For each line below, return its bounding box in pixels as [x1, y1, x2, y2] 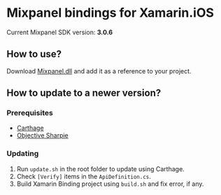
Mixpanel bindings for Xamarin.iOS [6, 5, 215, 21]
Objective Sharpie [16, 131, 69, 140]
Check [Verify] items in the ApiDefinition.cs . [16, 172, 152, 180]
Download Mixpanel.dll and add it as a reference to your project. [6, 66, 192, 75]
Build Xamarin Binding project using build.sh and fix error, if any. [16, 180, 204, 188]
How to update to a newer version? [6, 87, 162, 99]
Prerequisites [6, 108, 53, 118]
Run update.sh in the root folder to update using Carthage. [16, 164, 185, 173]
